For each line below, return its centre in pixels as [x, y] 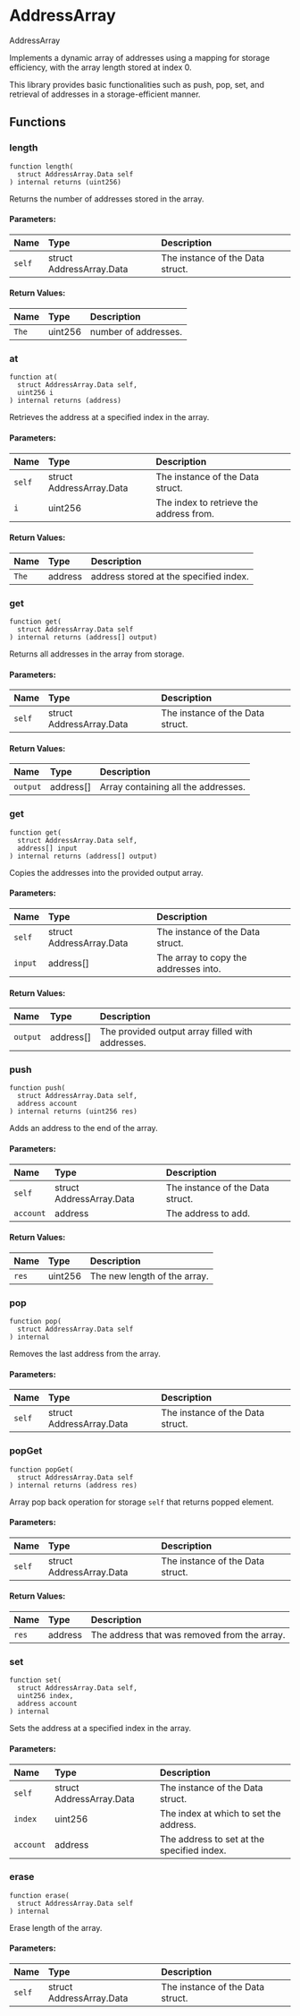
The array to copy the [202, 957]
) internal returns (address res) [74, 1485]
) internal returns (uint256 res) [74, 1111]
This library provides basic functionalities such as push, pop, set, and [137, 84]
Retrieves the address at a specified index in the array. [109, 417]
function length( [42, 167]
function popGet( [42, 1470]
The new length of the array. [149, 1275]
